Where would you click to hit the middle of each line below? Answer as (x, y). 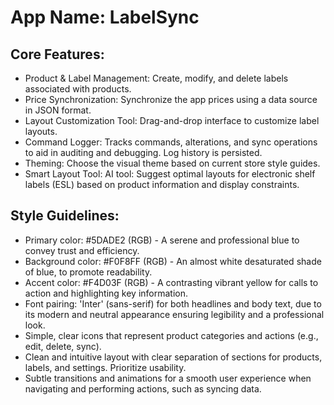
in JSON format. (58, 110)
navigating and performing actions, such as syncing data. (143, 388)
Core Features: (57, 54)
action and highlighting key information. (106, 293)
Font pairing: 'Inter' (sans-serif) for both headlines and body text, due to (173, 303)
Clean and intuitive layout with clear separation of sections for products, (173, 357)
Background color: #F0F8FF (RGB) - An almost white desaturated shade (173, 261)
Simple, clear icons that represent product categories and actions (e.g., (171, 335)
